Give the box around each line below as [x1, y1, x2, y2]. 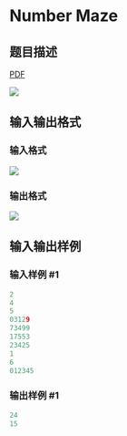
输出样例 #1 [9, 389, 59, 402]
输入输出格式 [9, 115, 82, 130]
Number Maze [9, 5, 119, 26]
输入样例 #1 [9, 268, 59, 281]
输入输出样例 [9, 239, 82, 254]
